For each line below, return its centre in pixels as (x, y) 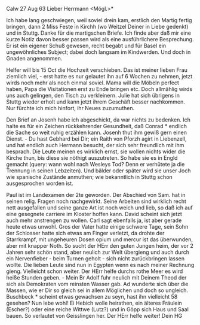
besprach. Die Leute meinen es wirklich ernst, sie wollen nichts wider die (96, 151)
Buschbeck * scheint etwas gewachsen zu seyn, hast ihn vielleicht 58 (92, 297)
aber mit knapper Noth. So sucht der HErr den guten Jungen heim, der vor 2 (100, 246)
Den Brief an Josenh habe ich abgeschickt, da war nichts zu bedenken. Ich (99, 120)
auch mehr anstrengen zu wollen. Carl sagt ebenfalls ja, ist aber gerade (94, 220)
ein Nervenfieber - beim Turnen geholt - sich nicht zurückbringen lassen (96, 259)
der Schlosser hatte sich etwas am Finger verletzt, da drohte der (85, 233)
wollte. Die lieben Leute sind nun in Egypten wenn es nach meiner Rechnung (100, 265)
